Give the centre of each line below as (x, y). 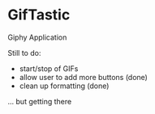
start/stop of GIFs (49, 68)
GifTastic (39, 15)
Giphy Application (37, 37)
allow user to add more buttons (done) (83, 77)
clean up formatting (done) (64, 86)
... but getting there (40, 101)
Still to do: (24, 53)
